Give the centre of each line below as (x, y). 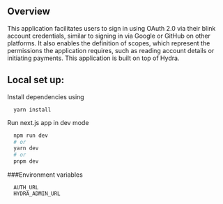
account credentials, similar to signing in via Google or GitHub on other (109, 36)
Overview (29, 12)
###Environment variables (45, 175)
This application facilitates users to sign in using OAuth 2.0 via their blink (111, 28)
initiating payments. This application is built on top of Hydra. (93, 58)
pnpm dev (26, 161)
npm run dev (31, 136)
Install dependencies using (46, 96)
